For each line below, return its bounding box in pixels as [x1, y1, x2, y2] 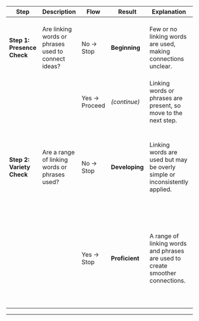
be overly [149, 163, 176, 171]
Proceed [81, 101, 105, 109]
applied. [149, 185, 172, 193]
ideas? [42, 62, 61, 70]
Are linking [42, 25, 72, 33]
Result [118, 8, 137, 15]
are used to [149, 255, 181, 262]
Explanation [152, 8, 187, 15]
